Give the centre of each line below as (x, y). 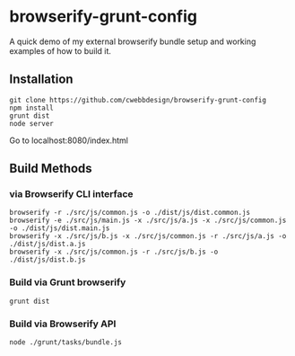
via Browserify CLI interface (71, 194)
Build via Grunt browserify (68, 282)
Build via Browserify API (63, 324)
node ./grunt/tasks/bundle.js (66, 343)
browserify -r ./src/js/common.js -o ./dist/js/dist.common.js (130, 213)
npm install (31, 108)
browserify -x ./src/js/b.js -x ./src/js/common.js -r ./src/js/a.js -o (148, 236)
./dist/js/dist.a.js (48, 245)
